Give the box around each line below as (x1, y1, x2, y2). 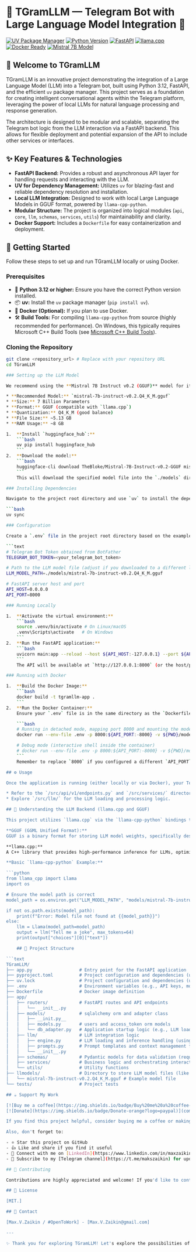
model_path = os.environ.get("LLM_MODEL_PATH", (6, 897, 124, 903)
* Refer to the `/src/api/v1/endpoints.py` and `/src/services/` (6, 791, 168, 796)
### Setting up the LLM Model (6, 372, 80, 378)
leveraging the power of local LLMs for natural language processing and (6, 101, 180, 108)
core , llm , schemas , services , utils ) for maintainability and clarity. (14, 213, 171, 220)
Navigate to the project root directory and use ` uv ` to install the (6, 496, 179, 502)
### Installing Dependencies (6, 485, 77, 491)
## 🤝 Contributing (6, 1167, 51, 1172)
